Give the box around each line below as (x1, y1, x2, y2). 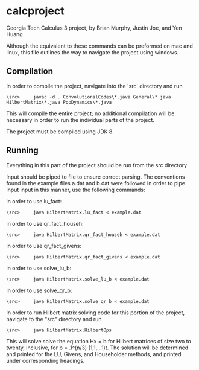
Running (6, 145, 39, 156)
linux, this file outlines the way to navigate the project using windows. (6, 48, 179, 56)
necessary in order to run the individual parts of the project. (6, 116, 155, 123)
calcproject (6, 4, 65, 18)
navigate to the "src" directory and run (6, 315, 102, 322)
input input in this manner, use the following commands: (6, 186, 145, 193)
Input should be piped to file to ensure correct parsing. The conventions (6, 173, 185, 180)
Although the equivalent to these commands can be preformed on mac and (6, 42, 193, 49)
